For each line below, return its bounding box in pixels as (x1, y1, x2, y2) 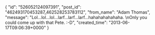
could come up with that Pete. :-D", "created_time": (5, 19, 108, 25)
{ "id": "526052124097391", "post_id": (5, 4, 81, 10)
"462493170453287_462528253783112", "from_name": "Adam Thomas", (5, 9, 150, 15)
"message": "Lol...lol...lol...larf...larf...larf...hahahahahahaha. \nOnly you (5, 15, 147, 20)
